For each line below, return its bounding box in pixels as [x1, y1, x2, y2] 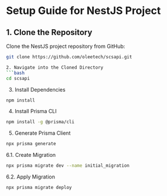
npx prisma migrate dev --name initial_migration [6, 163, 130, 169]
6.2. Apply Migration [6, 173, 56, 180]
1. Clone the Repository [6, 27, 93, 37]
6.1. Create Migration [6, 152, 56, 159]
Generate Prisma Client [14, 129, 71, 136]
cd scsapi [6, 75, 30, 81]
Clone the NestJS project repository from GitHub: [6, 43, 125, 50]
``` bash [6, 70, 25, 76]
